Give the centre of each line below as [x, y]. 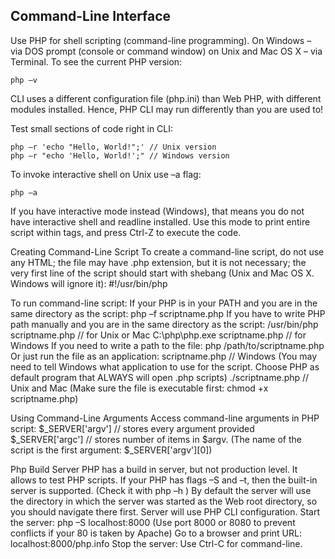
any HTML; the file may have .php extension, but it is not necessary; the [158, 262]
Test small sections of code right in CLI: [92, 128]
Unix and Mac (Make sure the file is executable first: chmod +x [139, 388]
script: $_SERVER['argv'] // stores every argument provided [132, 428]
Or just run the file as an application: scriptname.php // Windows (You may [164, 356]
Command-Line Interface [91, 16]
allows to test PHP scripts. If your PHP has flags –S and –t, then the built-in [164, 480]
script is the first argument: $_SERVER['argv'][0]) [111, 450]
